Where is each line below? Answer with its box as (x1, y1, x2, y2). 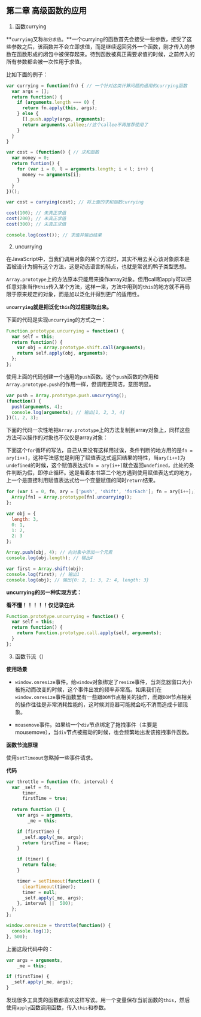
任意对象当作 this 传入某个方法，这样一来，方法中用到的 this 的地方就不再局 (6, 283, 190, 290)
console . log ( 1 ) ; (11, 928, 52, 934)
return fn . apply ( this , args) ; (22, 105, 98, 111)
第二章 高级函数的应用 (6, 5, 87, 16)
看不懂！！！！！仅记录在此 (6, 601, 75, 608)
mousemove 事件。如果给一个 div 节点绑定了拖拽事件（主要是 (14, 721, 157, 728)
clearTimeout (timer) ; (22, 884, 77, 890)
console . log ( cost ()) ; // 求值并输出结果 (6, 232, 102, 238)
